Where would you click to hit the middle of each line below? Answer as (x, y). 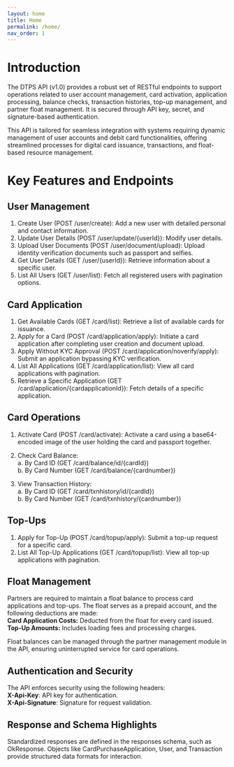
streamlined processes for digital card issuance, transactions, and (102, 145)
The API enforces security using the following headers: (86, 688)
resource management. (60, 153)
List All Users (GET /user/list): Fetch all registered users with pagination (120, 275)
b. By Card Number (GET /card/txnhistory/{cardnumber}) (99, 498)
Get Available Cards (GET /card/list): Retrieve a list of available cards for (121, 321)
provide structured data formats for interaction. (75, 757)
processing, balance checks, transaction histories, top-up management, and (117, 102)
